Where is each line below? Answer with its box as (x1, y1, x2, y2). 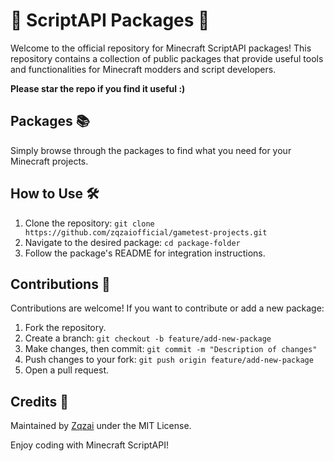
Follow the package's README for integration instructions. (24, 247, 266, 259)
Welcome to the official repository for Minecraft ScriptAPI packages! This (10, 42, 312, 54)
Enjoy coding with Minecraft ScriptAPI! (10, 439, 169, 451)
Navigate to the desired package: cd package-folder (24, 236, 241, 248)
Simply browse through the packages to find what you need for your (10, 144, 292, 156)
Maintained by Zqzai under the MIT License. (10, 420, 192, 432)
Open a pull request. (24, 364, 110, 376)
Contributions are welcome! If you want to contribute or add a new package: (10, 302, 325, 314)
